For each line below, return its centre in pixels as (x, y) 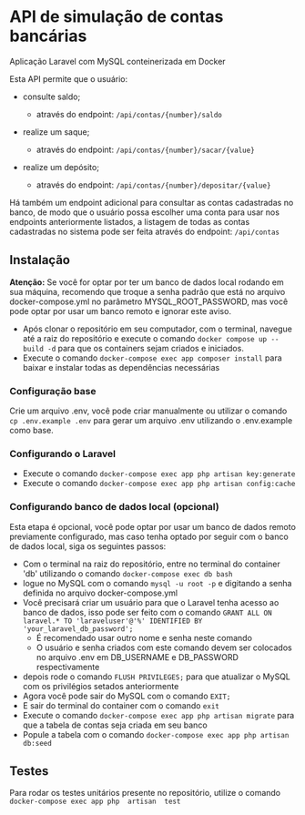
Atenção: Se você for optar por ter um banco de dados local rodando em (147, 282)
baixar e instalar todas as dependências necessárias (121, 367)
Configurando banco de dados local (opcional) (115, 507)
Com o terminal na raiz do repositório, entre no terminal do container (151, 564)
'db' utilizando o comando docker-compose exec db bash (127, 573)
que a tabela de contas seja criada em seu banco (115, 725)
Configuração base (53, 391)
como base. (32, 431)
